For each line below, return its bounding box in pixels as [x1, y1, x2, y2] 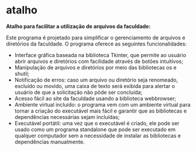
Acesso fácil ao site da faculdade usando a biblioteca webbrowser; [14, 94, 177, 102]
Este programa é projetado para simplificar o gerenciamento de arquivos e [6, 34, 185, 41]
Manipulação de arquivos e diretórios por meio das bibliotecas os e [14, 64, 177, 71]
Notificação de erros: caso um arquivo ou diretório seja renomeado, [14, 76, 178, 83]
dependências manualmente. [14, 138, 85, 145]
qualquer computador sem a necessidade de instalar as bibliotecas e [14, 132, 181, 139]
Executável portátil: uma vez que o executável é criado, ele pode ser [14, 120, 180, 127]
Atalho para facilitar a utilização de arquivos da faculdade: [6, 23, 151, 30]
